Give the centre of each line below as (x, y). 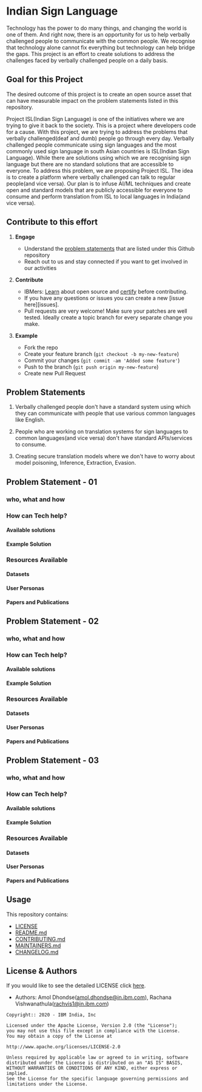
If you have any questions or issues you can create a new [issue (104, 298)
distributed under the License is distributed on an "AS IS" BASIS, (95, 1063)
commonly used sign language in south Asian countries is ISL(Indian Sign (98, 151)
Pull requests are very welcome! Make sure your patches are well (106, 311)
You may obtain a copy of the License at (59, 1036)
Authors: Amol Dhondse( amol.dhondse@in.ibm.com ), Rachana (93, 997)
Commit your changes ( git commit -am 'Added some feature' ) (102, 360)
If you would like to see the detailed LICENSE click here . (76, 986)
